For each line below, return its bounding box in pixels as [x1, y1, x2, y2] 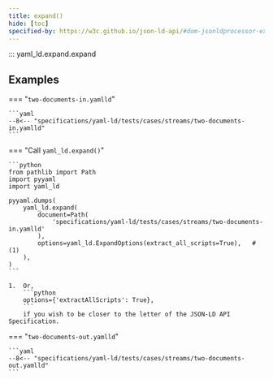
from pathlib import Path [8, 168, 96, 177]
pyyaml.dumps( [8, 196, 57, 205]
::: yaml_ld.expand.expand [8, 50, 97, 59]
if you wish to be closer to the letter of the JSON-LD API [23, 310, 231, 319]
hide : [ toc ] [8, 19, 49, 28]
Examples [8, 72, 59, 86]
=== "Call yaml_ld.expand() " [8, 145, 105, 155]
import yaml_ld [8, 183, 60, 191]
